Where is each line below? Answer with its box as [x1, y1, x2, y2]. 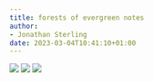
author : [9, 22, 39, 31]
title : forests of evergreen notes [9, 13, 145, 23]
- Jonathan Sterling [9, 30, 88, 39]
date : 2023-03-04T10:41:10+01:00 [9, 38, 137, 48]
